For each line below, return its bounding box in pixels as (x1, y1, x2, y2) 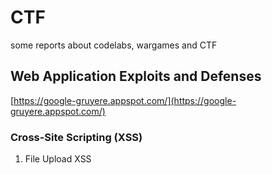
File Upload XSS (24, 153, 92, 165)
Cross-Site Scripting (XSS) (10, 130, 143, 144)
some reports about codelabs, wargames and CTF (10, 39, 218, 51)
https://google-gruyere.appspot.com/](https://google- (13, 94, 237, 106)
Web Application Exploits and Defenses (10, 68, 262, 85)
